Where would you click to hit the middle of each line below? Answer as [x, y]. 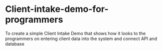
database [15, 44]
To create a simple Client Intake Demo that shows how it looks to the [76, 33]
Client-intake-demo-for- [57, 9]
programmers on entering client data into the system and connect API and [81, 39]
